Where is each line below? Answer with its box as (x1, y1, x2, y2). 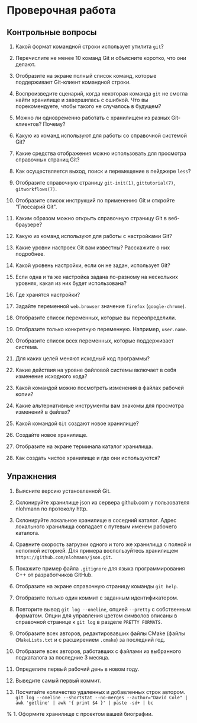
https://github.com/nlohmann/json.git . (15, 553, 113, 560)
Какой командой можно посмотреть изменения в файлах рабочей (15, 384, 184, 391)
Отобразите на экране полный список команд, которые (15, 72, 157, 79)
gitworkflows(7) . (15, 185, 57, 192)
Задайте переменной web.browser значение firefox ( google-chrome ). (15, 303, 186, 309)
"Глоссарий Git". (15, 203, 57, 210)
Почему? (43, 120, 66, 128)
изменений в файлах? (15, 408, 70, 416)
